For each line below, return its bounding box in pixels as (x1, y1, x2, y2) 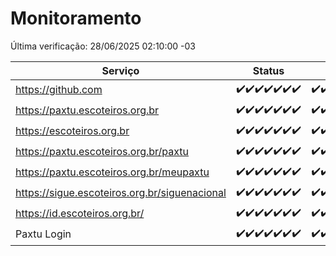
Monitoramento (10, 7, 142, 30)
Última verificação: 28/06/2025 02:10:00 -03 (10, 40, 196, 52)
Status (252, 63, 285, 77)
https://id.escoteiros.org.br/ (15, 207, 145, 221)
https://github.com (15, 83, 103, 97)
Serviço (101, 63, 140, 77)
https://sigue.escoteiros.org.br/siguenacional (15, 186, 227, 200)
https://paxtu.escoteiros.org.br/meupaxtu (15, 165, 210, 179)
